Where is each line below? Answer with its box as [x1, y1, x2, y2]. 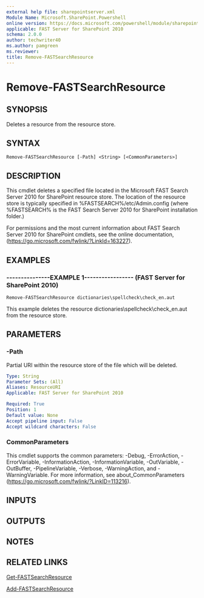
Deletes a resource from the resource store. [6, 120, 116, 128]
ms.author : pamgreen [6, 43, 59, 49]
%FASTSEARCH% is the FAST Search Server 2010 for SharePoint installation [6, 206, 198, 213]
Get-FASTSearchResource [6, 573, 72, 580]
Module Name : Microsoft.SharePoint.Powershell [6, 15, 126, 21]
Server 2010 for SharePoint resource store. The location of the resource [6, 193, 186, 201]
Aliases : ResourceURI [6, 384, 61, 391]
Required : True [6, 401, 45, 407]
